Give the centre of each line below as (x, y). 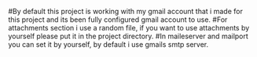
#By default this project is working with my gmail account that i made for (126, 11)
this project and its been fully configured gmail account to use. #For (118, 20)
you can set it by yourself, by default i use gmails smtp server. (108, 45)
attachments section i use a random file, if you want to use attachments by (129, 28)
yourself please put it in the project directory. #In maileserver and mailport (128, 36)
